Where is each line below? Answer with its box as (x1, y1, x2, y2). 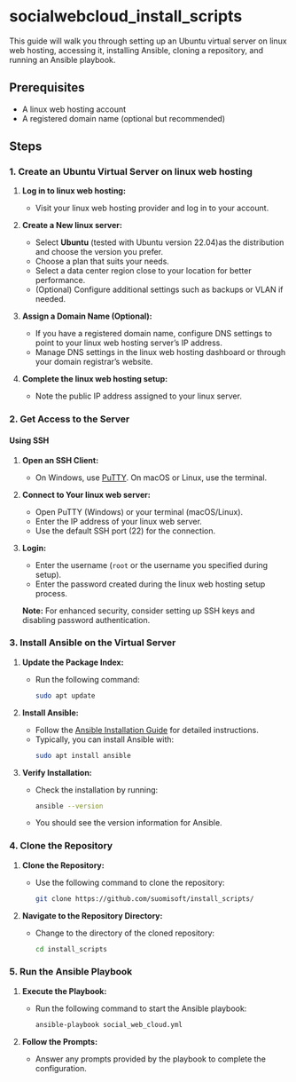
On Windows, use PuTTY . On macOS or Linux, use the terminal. (35, 472, 268, 483)
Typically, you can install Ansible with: (35, 734, 175, 745)
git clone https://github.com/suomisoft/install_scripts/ (35, 894, 254, 903)
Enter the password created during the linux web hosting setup (35, 579, 266, 589)
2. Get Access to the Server (9, 413, 130, 425)
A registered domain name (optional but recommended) (21, 113, 226, 123)
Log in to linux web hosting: (21, 186, 127, 196)
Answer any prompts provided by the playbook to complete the (35, 1054, 266, 1064)
